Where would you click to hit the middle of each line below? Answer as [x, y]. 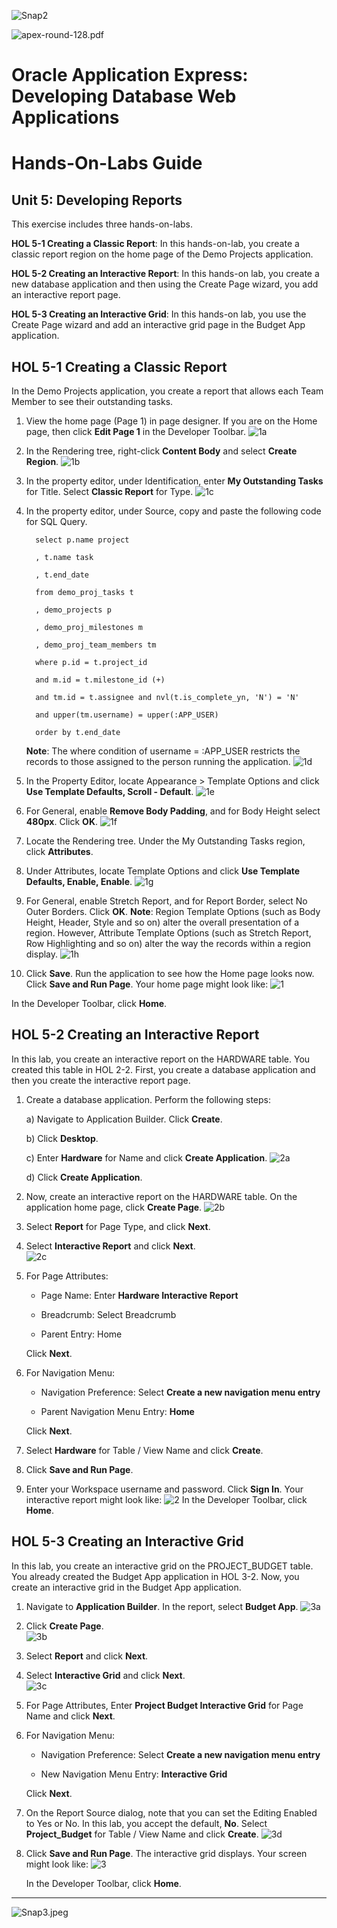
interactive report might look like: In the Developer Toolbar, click [166, 1499]
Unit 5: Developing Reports [97, 200]
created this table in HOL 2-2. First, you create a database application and [163, 1069]
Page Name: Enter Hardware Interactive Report [139, 1295]
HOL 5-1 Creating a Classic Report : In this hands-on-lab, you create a [155, 244]
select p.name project [82, 540]
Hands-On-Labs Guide [107, 163]
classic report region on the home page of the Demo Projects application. [162, 254]
